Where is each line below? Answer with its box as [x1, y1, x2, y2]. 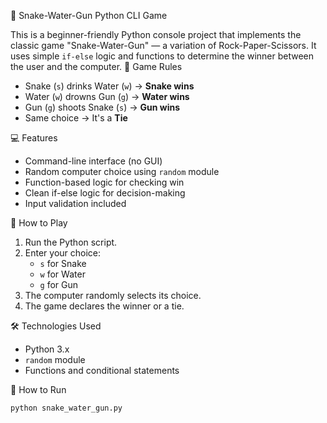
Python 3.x [24, 343, 70, 355]
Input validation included [24, 198, 127, 209]
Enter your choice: [24, 247, 102, 259]
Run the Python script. [24, 236, 118, 248]
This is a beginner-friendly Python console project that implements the [10, 29, 302, 40]
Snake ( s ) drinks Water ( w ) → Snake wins [24, 80, 195, 92]
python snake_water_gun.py [10, 403, 123, 413]
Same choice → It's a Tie [24, 112, 128, 124]
